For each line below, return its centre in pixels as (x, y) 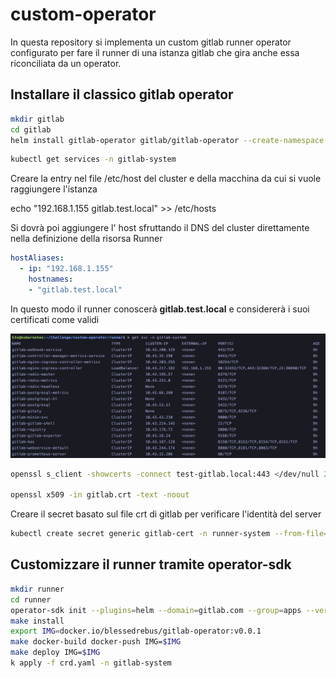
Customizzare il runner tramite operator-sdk (151, 564)
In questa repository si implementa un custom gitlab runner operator (151, 42)
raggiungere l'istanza (54, 189)
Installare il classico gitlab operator (122, 94)
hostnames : (51, 279)
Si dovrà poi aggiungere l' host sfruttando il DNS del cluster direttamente (160, 228)
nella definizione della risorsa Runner (86, 239)
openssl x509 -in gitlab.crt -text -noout (100, 495)
